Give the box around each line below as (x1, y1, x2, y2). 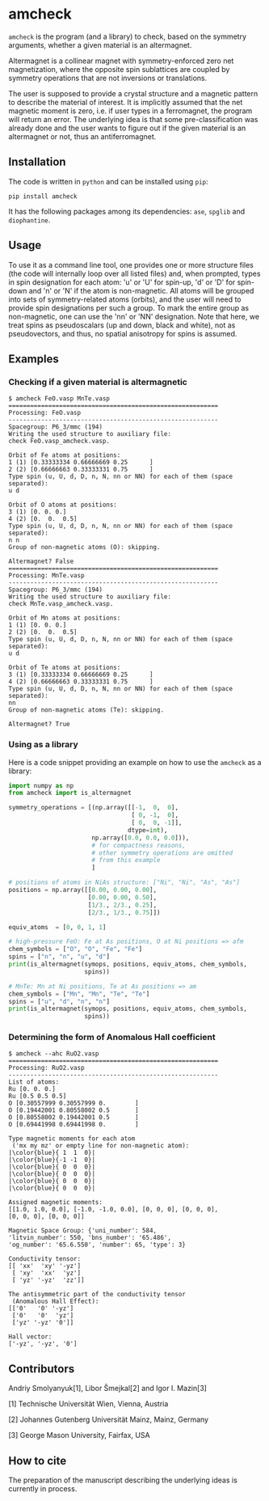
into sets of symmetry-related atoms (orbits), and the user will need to (8, 294, 242, 304)
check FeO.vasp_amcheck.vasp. (8, 438, 111, 446)
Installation (8, 155, 66, 169)
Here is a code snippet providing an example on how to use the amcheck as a (8, 757, 262, 767)
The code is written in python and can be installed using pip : (8, 176, 208, 186)
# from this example (91, 856, 161, 865)
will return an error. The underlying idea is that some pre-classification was (8, 114, 258, 124)
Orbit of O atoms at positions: (8, 501, 117, 509)
